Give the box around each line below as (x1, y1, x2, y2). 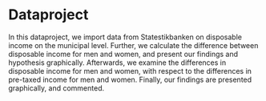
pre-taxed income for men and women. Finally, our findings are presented (8, 75, 252, 84)
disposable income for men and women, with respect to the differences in (8, 66, 252, 75)
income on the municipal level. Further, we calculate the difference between (8, 40, 259, 50)
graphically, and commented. (8, 83, 105, 93)
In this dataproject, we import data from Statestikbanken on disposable (8, 32, 243, 42)
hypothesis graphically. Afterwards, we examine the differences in (8, 58, 227, 67)
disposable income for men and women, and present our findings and (8, 49, 239, 59)
